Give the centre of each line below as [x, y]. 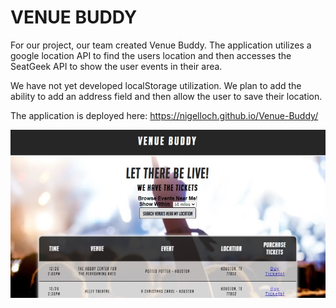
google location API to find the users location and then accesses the [151, 55]
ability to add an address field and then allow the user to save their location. [166, 96]
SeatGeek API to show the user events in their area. [116, 66]
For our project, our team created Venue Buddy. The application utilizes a [161, 45]
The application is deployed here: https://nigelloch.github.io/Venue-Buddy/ [164, 115]
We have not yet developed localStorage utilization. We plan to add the [156, 85]
